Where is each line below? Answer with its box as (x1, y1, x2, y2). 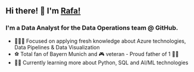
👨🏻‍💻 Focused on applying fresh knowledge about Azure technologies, (14, 37, 186, 45)
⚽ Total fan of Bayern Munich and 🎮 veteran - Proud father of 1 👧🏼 (14, 50, 179, 57)
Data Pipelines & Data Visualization (14, 43, 100, 51)
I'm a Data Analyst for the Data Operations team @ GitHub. (5, 24, 179, 32)
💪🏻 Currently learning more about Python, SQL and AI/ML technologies (14, 59, 189, 66)
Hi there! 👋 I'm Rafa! (5, 6, 81, 16)
